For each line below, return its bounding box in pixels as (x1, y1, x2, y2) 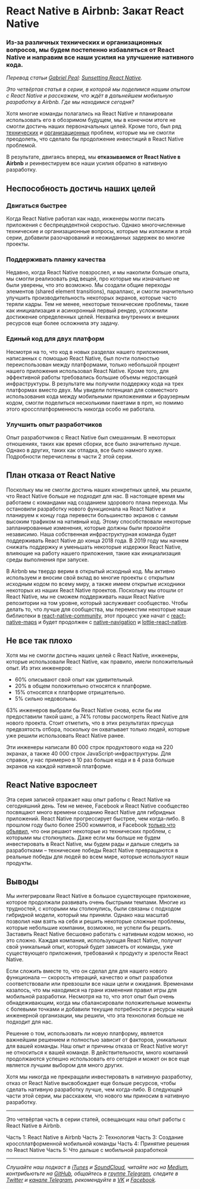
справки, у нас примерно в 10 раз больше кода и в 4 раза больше (6, 756, 175, 763)
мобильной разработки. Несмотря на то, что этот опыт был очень (6, 993, 174, 1000)
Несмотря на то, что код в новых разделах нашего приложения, (6, 348, 170, 355)
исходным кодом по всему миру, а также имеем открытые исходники (6, 580, 186, 587)
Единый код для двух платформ (6, 335, 105, 343)
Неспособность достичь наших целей (6, 184, 156, 194)
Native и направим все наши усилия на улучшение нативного (6, 53, 194, 62)
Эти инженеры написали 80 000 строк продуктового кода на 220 (6, 743, 174, 751)
